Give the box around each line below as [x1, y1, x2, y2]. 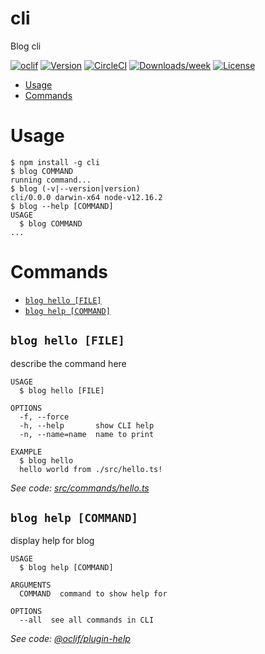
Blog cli [10, 40, 42, 52]
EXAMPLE [10, 447, 43, 457]
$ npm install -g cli [10, 157, 101, 167]
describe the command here [10, 357, 127, 369]
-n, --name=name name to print [19, 429, 155, 439]
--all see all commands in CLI [19, 615, 155, 626]
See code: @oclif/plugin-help [10, 633, 131, 645]
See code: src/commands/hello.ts [10, 482, 150, 494]
